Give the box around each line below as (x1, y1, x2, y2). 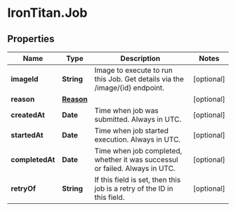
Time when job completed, (94, 146, 183, 156)
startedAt (11, 130, 44, 139)
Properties (7, 33, 55, 45)
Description (120, 54, 161, 63)
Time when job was (94, 106, 159, 115)
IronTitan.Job (7, 5, 88, 21)
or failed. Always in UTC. (94, 163, 176, 173)
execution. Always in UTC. (94, 135, 181, 144)
